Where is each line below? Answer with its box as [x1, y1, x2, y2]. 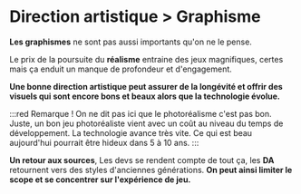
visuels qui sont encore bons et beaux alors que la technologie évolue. [9, 91, 281, 102]
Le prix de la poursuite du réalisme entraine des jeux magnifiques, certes [9, 53, 284, 64]
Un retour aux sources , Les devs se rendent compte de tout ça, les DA [9, 154, 275, 165]
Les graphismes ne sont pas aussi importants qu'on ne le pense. [9, 36, 252, 47]
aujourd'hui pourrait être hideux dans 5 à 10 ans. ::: [9, 137, 199, 148]
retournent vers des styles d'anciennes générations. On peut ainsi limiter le [9, 164, 293, 175]
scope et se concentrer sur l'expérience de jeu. [9, 174, 191, 185]
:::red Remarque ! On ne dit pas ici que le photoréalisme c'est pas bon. [9, 108, 272, 119]
